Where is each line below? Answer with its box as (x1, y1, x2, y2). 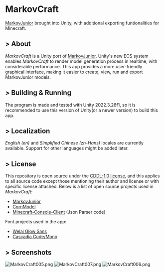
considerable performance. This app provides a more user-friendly (5, 63, 143, 69)
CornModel (12, 204, 36, 210)
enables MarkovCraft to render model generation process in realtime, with (5, 58, 158, 64)
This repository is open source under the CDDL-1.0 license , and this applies (5, 173, 160, 179)
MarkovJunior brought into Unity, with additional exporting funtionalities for (5, 20, 160, 26)
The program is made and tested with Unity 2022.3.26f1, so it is (5, 102, 136, 108)
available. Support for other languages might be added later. (5, 145, 129, 151)
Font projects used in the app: (5, 219, 67, 225)
